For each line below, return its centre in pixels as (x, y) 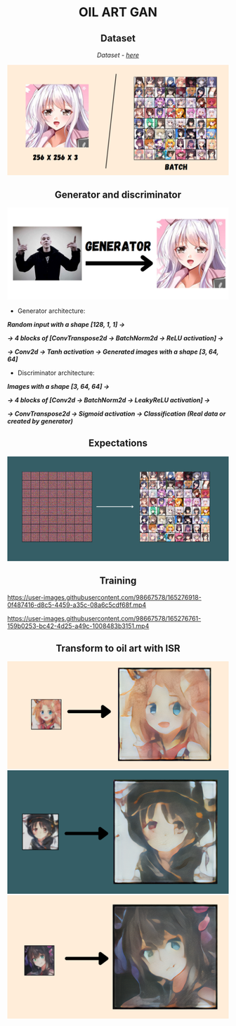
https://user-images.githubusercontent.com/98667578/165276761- (104, 619)
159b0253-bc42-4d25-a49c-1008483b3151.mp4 (78, 626)
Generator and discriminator (118, 194)
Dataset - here (118, 55)
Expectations (118, 443)
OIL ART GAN (118, 12)
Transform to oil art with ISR (118, 648)
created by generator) (40, 421)
